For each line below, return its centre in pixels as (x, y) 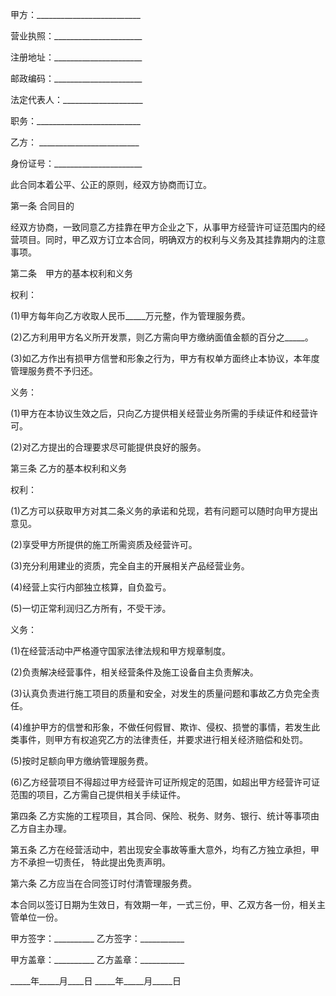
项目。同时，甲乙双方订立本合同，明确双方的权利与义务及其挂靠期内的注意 (172, 239)
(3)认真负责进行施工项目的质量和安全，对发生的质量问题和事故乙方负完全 (161, 693)
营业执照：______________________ (76, 36)
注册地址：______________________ (76, 57)
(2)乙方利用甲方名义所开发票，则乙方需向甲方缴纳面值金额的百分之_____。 (162, 337)
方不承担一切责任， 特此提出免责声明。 (90, 862)
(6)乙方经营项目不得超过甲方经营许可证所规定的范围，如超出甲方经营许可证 (165, 782)
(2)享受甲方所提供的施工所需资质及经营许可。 (104, 544)
